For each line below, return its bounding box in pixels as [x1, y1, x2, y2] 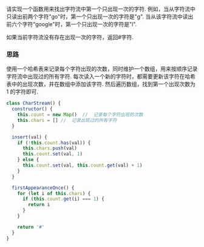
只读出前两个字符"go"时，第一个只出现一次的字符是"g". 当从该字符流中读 [6, 13, 188, 20]
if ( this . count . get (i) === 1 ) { [22, 196, 104, 202]
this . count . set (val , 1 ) [22, 151, 83, 157]
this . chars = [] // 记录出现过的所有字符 [17, 117, 117, 123]
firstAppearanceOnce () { [12, 185, 75, 191]
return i [28, 202, 50, 208]
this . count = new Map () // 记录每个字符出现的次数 [17, 112, 143, 118]
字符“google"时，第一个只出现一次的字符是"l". [22, 21, 137, 27]
